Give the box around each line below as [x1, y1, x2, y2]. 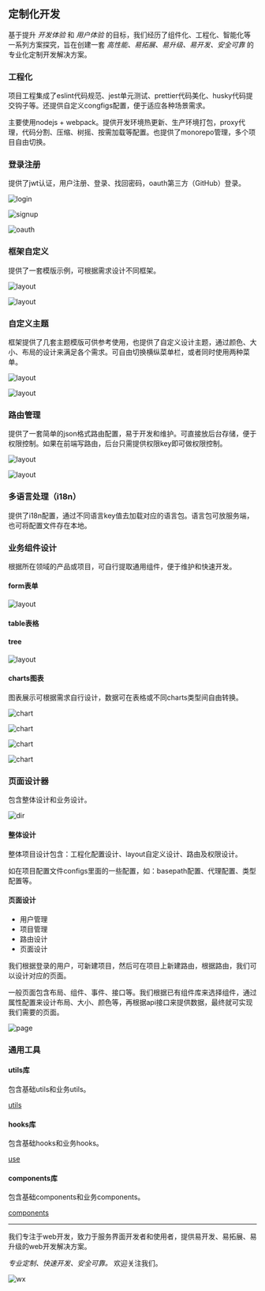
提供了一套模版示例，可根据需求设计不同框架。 [8, 266, 160, 275]
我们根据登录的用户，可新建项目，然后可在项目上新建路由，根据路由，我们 [8, 961, 250, 970]
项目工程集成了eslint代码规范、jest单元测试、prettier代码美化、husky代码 [8, 91, 246, 100]
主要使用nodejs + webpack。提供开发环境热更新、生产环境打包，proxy [8, 118, 239, 127]
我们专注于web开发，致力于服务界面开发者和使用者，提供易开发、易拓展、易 [8, 1232, 257, 1241]
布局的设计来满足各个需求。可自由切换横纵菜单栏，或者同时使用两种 [21, 347, 243, 357]
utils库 [8, 1066, 30, 1075]
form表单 [8, 581, 39, 591]
